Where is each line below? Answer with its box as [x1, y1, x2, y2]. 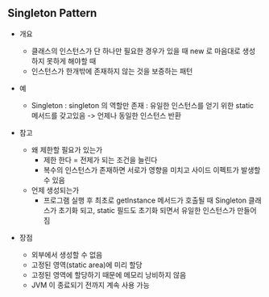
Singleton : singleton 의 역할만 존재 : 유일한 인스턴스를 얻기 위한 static [31, 100, 255, 110]
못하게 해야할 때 [46, 56, 97, 65]
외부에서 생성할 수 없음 [31, 249, 103, 259]
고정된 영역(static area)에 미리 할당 [31, 260, 143, 270]
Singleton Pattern [7, 6, 97, 20]
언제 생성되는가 [31, 185, 80, 195]
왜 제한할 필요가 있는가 [31, 144, 103, 154]
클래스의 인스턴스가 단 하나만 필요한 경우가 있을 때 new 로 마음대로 [31, 46, 241, 56]
